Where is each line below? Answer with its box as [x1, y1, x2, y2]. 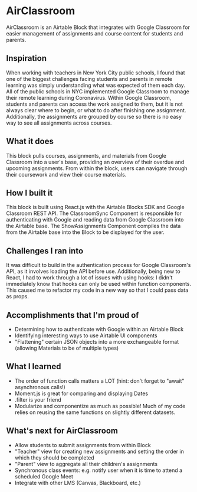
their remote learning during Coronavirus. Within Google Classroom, [6, 94, 172, 101]
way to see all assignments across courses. [6, 119, 112, 126]
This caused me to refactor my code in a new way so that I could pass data [6, 286, 189, 294]
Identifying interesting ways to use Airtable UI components [14, 332, 157, 339]
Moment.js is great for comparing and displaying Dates [14, 390, 149, 397]
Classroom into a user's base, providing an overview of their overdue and [6, 158, 185, 165]
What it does [6, 136, 54, 146]
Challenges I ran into [6, 246, 84, 256]
